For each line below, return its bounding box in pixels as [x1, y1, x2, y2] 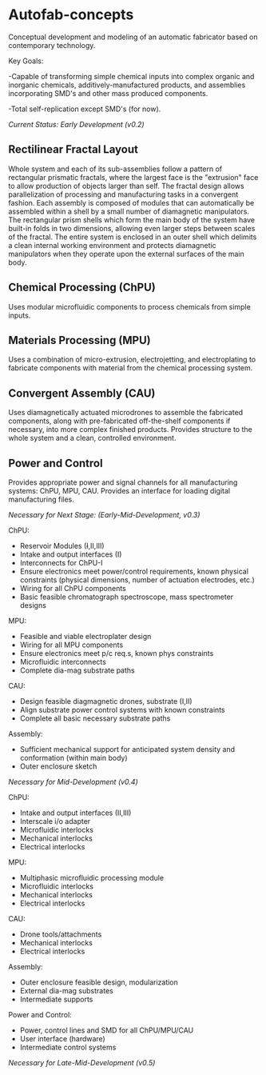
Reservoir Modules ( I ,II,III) [19, 541, 105, 550]
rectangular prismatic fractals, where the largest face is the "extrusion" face [8, 172, 259, 182]
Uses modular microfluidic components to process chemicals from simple [8, 302, 252, 311]
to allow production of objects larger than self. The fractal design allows [8, 181, 245, 190]
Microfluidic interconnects [19, 657, 106, 666]
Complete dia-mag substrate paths [19, 665, 135, 675]
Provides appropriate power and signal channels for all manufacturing [8, 478, 238, 487]
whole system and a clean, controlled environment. [8, 434, 177, 443]
